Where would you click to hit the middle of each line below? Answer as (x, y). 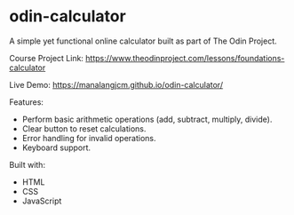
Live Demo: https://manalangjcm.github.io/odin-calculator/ (116, 84)
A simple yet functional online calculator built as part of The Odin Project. (143, 41)
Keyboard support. (56, 147)
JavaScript (42, 201)
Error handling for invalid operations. (89, 138)
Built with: (28, 164)
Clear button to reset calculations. (84, 128)
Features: (27, 102)
